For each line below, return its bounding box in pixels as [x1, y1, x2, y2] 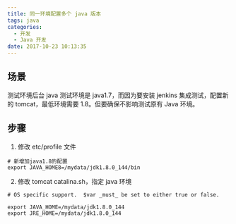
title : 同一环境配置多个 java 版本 [7, 10, 101, 18]
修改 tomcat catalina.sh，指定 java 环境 [17, 177, 132, 185]
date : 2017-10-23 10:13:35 [7, 43, 87, 50]
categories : [7, 23, 42, 30]
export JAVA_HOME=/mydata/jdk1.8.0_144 [7, 204, 125, 211]
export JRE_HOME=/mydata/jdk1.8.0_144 [7, 209, 122, 217]
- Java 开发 [13, 37, 47, 44]
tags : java [7, 17, 40, 24]
